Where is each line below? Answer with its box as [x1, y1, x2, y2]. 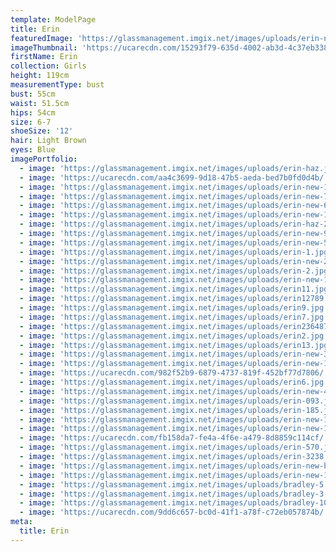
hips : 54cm [10, 107, 56, 118]
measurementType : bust [10, 80, 105, 90]
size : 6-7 [10, 117, 52, 127]
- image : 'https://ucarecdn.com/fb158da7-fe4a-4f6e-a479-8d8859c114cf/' [19, 433, 329, 443]
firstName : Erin [10, 52, 78, 62]
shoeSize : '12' [10, 126, 74, 136]
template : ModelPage [10, 14, 97, 25]
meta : [10, 517, 33, 527]
